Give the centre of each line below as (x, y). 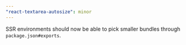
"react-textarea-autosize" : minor (49, 12)
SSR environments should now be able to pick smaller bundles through (93, 29)
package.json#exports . (33, 35)
